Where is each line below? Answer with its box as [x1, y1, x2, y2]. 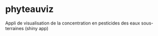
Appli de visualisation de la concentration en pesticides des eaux [5, 20, 140, 26]
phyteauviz [5, 3, 54, 15]
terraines [5, 25, 24, 31]
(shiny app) [25, 25, 49, 31]
